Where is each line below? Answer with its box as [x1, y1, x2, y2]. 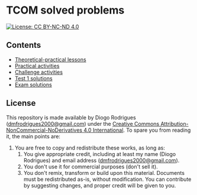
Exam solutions [14, 81, 52, 88]
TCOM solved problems [6, 4, 125, 17]
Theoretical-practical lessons [14, 56, 87, 63]
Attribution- [160, 120, 189, 127]
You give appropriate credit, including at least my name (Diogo [23, 150, 176, 157]
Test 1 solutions [14, 74, 53, 82]
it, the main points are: [6, 132, 61, 139]
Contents [6, 40, 41, 50]
